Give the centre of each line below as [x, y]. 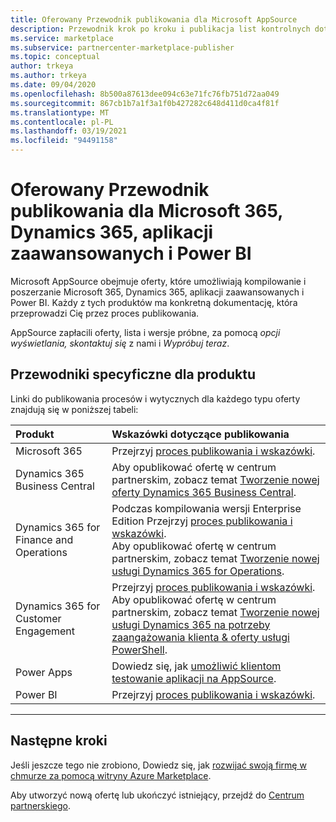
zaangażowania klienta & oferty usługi [200, 637]
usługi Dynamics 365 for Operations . [198, 571]
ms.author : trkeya [48, 76]
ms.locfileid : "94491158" [64, 141]
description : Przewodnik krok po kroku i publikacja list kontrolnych [160, 29]
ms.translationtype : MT [60, 112]
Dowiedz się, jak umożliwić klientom [196, 666]
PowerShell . [139, 649]
